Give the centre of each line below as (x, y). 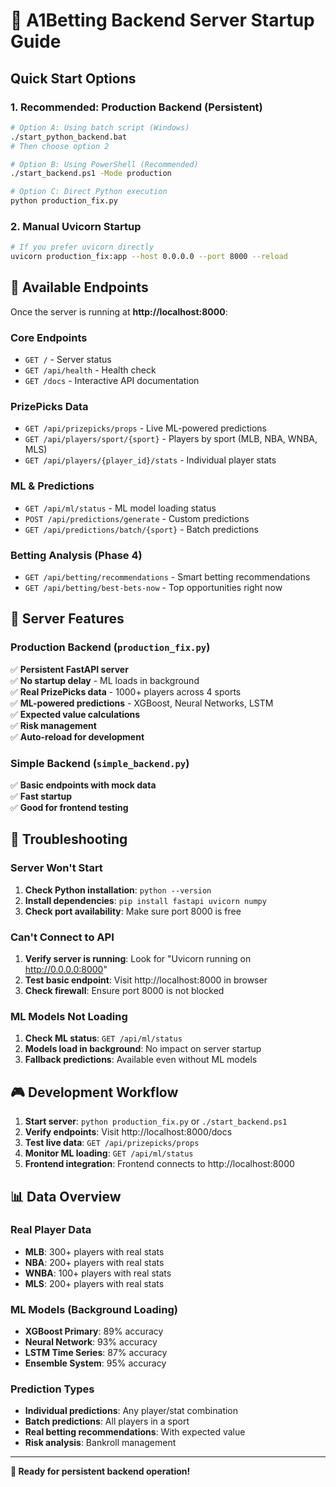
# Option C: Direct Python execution (89, 192)
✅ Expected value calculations (75, 714)
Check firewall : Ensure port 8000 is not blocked (124, 991)
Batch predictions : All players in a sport (107, 1421)
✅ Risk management (53, 725)
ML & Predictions (52, 486)
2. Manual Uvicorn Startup (76, 226)
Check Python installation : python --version (118, 890)
